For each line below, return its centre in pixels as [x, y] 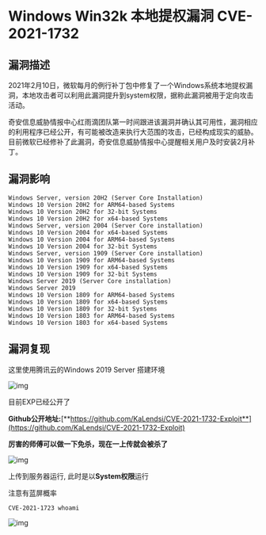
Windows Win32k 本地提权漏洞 [111, 16]
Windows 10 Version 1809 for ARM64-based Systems [92, 295]
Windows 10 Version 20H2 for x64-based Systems [88, 219]
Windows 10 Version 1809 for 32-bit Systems [83, 309]
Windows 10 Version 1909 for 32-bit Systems [83, 274]
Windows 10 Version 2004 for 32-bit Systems [83, 246]
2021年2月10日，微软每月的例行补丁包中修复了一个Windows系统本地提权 [127, 85]
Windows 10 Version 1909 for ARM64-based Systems [92, 260]
